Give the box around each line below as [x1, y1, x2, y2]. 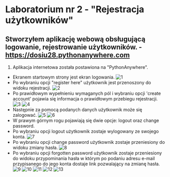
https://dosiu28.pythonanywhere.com [5, 50, 130, 59]
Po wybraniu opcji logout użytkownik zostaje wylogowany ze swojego [12, 129, 159, 134]
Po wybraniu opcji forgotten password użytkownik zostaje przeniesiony [12, 150, 162, 156]
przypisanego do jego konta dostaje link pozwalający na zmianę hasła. [12, 161, 160, 167]
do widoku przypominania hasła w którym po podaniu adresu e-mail [12, 156, 155, 161]
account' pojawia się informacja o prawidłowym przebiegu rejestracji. [12, 96, 158, 102]
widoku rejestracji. [12, 85, 52, 91]
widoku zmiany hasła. [12, 144, 58, 150]
